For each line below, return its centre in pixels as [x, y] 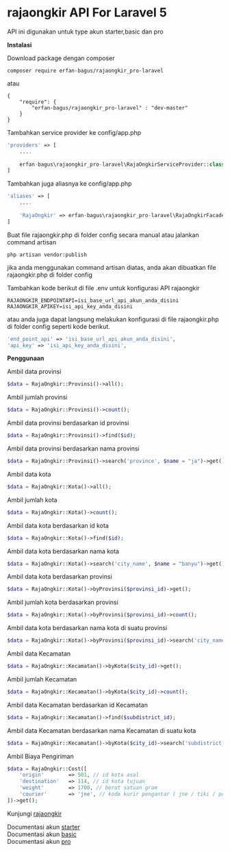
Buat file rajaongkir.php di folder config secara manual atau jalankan [103, 235]
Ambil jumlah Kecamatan [42, 679]
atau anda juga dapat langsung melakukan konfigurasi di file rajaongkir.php [113, 319]
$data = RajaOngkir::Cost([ [47, 768]
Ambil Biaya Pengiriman [40, 756]
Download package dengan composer [61, 58]
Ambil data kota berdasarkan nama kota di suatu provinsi [87, 628]
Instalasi [20, 45]
